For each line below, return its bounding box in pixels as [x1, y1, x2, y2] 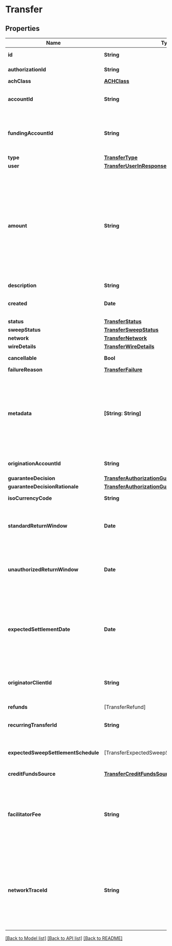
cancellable [8, 355, 37, 361]
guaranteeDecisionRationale [8, 483, 79, 490]
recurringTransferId [8, 721, 57, 729]
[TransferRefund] [104, 703, 146, 711]
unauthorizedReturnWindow [8, 566, 78, 573]
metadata [8, 410, 32, 417]
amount [8, 222, 27, 229]
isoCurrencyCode [8, 495, 52, 502]
